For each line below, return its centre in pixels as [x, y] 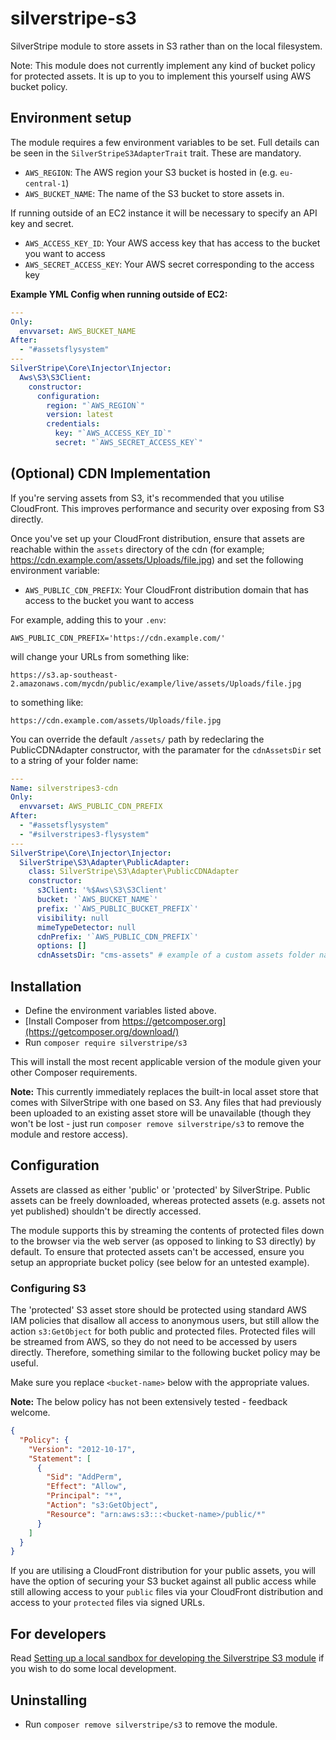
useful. [24, 1363]
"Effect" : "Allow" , [87, 1487]
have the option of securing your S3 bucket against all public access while [163, 1581]
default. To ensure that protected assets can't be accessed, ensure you [157, 1251]
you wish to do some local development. [93, 1669]
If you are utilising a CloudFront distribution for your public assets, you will [163, 1571]
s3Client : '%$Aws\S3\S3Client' [102, 890]
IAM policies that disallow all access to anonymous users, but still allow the [165, 1321]
